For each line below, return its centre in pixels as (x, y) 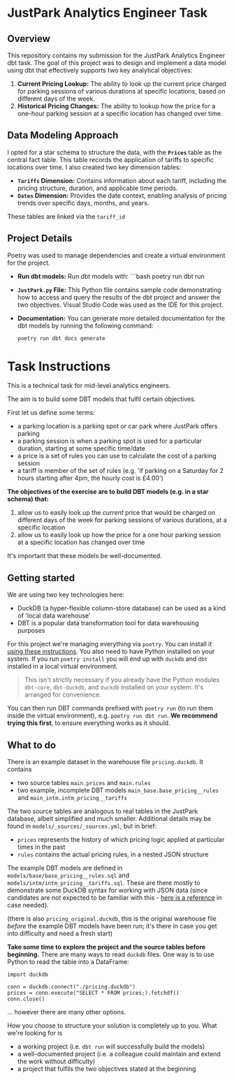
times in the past (41, 847)
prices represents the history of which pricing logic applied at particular (121, 840)
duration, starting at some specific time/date (81, 448)
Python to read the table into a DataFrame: (68, 962)
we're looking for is (35, 1033)
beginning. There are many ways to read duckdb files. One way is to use (111, 954)
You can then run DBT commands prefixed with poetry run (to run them (110, 708)
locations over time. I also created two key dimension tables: (94, 167)
